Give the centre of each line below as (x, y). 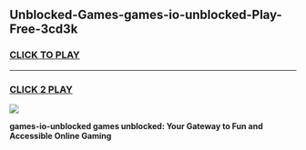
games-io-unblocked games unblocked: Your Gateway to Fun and (136, 125)
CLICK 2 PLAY (41, 89)
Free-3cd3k (44, 30)
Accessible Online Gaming (61, 135)
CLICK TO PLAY (45, 55)
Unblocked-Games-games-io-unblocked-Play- (146, 15)
